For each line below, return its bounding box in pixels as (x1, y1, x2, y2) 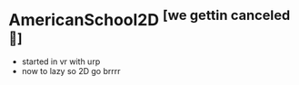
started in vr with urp (21, 56, 101, 67)
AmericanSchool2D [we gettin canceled (8, 6, 291, 31)
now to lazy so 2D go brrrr (21, 66, 121, 77)
